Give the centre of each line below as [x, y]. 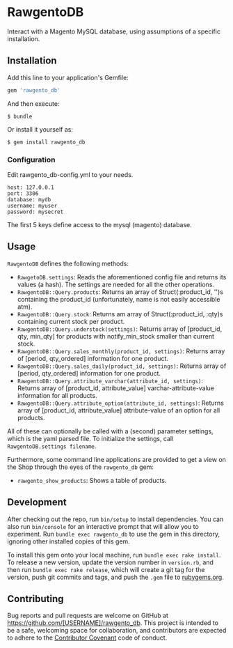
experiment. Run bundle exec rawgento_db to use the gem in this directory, [114, 534]
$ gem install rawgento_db [46, 142]
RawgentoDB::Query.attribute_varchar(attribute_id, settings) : [110, 380]
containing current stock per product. [71, 321]
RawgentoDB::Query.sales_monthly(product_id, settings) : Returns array [121, 351]
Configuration [31, 160]
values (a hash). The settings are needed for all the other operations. [115, 284]
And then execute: [33, 103]
